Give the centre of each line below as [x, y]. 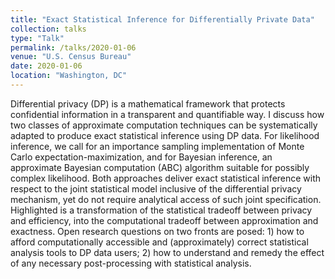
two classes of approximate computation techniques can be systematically [164, 125]
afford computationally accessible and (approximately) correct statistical [159, 242]
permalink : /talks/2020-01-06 [73, 47]
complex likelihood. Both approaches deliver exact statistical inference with [166, 178]
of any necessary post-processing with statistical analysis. [131, 263]
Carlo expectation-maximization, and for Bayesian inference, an [141, 157]
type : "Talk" [37, 38]
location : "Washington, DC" [69, 76]
